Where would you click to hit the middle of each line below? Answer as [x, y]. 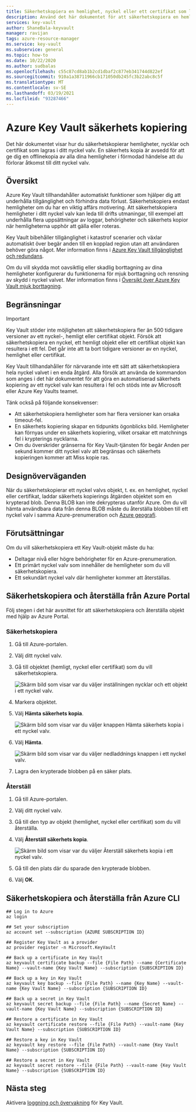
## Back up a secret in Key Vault [48, 999]
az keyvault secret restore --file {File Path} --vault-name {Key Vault [96, 1066]
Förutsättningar [35, 533]
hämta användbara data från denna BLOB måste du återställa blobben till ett [97, 509]
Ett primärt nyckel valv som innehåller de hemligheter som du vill [92, 565]
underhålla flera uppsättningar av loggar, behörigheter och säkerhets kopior [97, 220]
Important [18, 319]
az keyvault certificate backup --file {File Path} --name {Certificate [96, 963]
